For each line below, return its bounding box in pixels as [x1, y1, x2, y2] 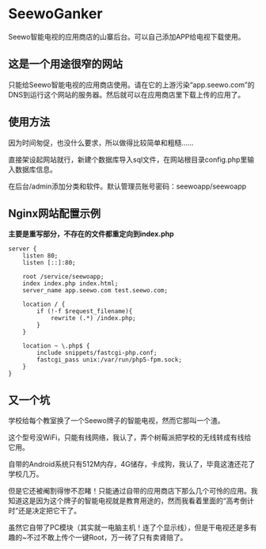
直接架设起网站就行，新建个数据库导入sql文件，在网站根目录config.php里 [8, 154, 248, 164]
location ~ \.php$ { [22, 342, 90, 350]
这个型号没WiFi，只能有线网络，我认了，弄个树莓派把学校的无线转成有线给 [8, 433, 252, 442]
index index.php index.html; [22, 280, 119, 288]
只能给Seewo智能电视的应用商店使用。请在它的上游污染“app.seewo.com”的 [8, 80, 255, 90]
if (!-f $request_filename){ [36, 307, 133, 315]
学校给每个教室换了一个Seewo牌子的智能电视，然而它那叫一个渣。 [8, 416, 225, 425]
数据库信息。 [14, 164, 57, 174]
